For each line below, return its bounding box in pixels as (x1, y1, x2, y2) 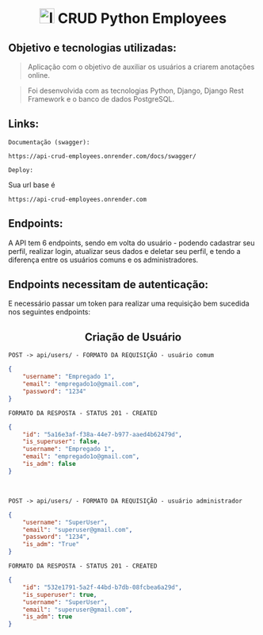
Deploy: (8, 166, 34, 174)
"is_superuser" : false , (22, 437, 101, 446)
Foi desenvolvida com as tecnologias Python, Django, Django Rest (27, 86, 244, 95)
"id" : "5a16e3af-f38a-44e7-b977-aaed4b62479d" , (22, 430, 182, 438)
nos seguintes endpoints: (8, 307, 91, 317)
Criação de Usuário (84, 330, 182, 344)
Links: (8, 117, 40, 131)
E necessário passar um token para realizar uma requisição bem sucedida (8, 298, 250, 309)
